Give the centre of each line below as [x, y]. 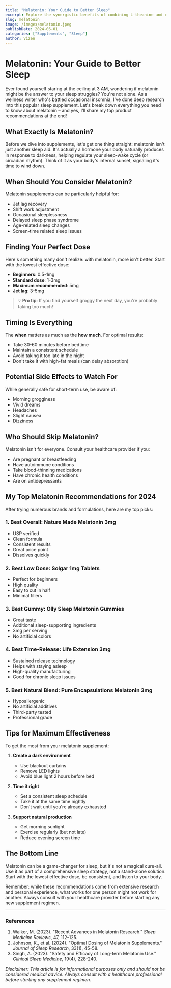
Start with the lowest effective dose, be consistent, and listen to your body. [84, 877]
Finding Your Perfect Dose [48, 247]
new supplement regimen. [33, 903]
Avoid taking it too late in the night [48, 356]
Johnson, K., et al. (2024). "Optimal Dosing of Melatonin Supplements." [87, 943]
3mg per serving [30, 631]
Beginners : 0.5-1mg [34, 275]
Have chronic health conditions [45, 475]
